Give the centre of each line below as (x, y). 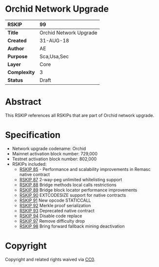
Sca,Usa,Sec (54, 56)
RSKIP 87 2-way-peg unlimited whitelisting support (71, 179)
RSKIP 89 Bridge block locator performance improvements (78, 190)
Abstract (23, 102)
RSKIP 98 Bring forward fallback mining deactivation (72, 226)
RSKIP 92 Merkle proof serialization (55, 205)
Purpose (18, 56)
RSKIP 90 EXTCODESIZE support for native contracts (73, 195)
